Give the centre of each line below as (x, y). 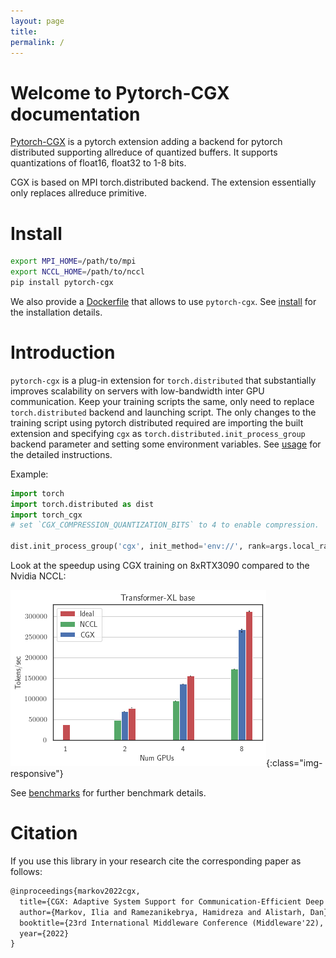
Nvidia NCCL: (38, 576)
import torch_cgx (46, 515)
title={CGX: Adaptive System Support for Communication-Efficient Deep (172, 901)
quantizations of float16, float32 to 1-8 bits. (98, 163)
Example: (29, 474)
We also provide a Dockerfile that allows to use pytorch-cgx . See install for (163, 301)
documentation (75, 114)
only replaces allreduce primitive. (79, 193)
